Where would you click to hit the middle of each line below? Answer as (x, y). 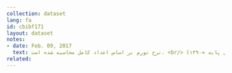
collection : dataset (36, 14)
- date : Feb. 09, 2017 (39, 46)
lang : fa (19, 20)
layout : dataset (30, 33)
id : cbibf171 (25, 26)
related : (19, 59)
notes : (16, 40)
